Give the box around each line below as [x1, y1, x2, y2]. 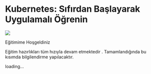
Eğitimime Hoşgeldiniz [5, 39, 51, 45]
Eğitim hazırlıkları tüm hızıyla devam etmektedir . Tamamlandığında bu [5, 49, 147, 54]
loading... [5, 63, 24, 69]
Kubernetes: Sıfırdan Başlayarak [5, 3, 140, 15]
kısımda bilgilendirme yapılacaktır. [5, 54, 74, 60]
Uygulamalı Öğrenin [5, 14, 88, 25]
